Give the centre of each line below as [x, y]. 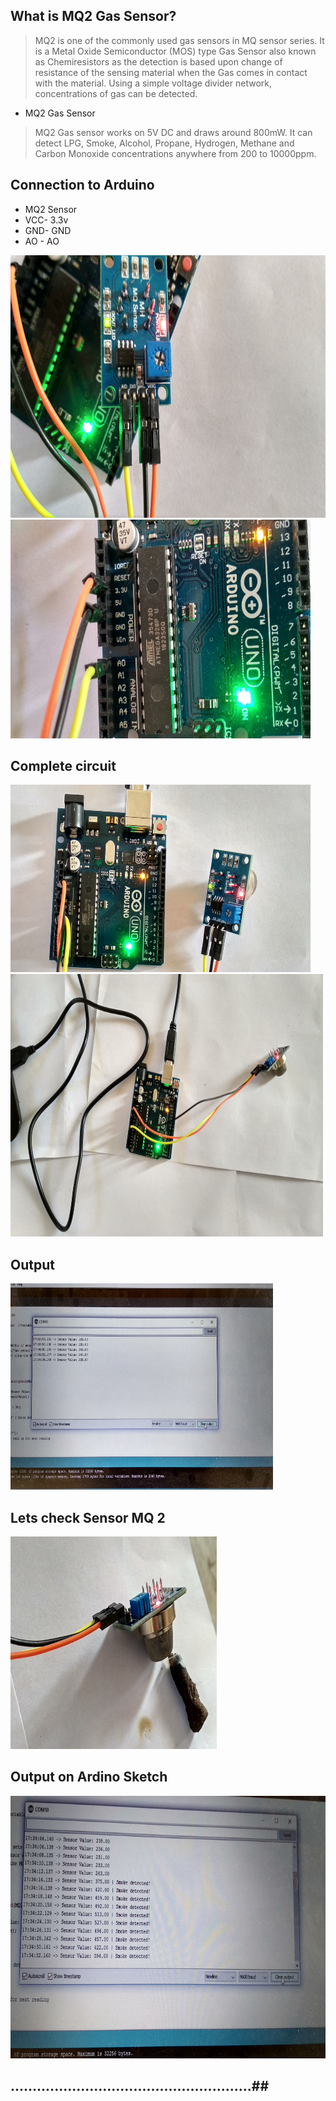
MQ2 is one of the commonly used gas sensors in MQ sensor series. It [179, 40]
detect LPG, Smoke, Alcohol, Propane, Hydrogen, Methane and [164, 143]
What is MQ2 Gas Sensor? [93, 16]
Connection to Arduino [82, 185]
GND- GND [48, 230]
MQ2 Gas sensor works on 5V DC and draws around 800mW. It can [173, 132]
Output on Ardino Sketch [89, 1777]
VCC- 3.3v [46, 220]
